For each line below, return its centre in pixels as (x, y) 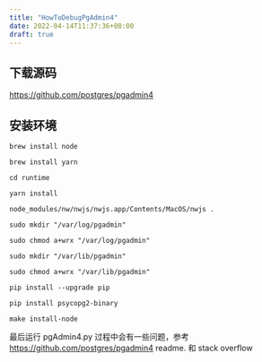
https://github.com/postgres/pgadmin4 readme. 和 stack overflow (131, 348)
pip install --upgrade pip (60, 288)
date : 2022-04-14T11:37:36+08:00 (72, 26)
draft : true (31, 34)
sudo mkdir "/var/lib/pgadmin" (68, 256)
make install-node (44, 319)
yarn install (34, 194)
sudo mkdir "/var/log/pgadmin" (68, 225)
